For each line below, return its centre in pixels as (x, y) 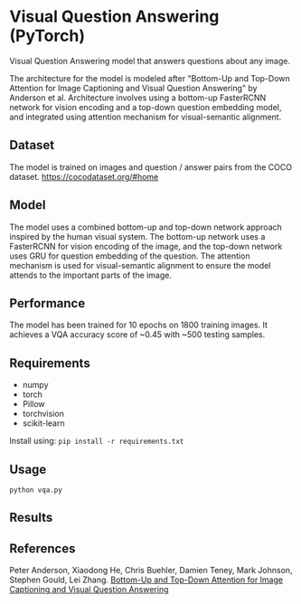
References (42, 548)
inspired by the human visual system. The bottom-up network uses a (137, 236)
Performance (47, 303)
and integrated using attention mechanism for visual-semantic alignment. (146, 117)
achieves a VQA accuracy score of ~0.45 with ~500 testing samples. (137, 335)
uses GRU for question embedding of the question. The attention (130, 256)
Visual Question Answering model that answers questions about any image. (150, 61)
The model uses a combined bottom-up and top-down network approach (146, 227)
